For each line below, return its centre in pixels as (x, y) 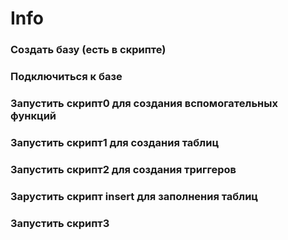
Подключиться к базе (66, 77)
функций (33, 115)
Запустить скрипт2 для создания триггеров (123, 169)
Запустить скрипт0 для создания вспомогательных (144, 103)
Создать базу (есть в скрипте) (88, 50)
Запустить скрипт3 (60, 223)
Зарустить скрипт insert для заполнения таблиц (134, 196)
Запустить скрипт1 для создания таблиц (115, 142)
